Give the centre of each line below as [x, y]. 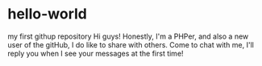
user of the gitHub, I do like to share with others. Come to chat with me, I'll [131, 44]
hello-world [48, 14]
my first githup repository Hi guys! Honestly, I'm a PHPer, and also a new [128, 36]
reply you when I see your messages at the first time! [96, 53]
